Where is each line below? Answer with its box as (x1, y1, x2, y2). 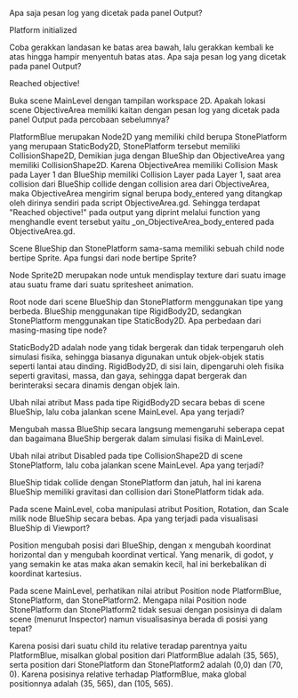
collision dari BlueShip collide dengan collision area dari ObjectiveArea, (9, 179, 270, 189)
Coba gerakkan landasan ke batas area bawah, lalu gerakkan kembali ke (9, 42, 274, 52)
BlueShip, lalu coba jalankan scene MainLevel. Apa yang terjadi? (9, 406, 245, 417)
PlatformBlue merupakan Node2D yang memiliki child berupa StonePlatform (9, 132, 287, 141)
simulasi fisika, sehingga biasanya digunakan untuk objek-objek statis (9, 351, 265, 362)
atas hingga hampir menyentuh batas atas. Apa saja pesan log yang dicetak (9, 52, 286, 61)
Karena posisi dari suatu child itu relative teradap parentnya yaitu (9, 640, 247, 651)
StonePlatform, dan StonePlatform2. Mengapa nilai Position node (9, 595, 247, 606)
